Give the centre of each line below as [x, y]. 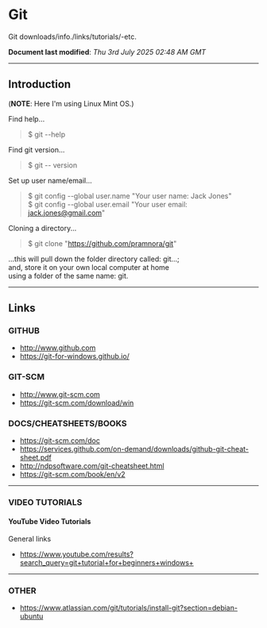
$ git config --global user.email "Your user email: [108, 204]
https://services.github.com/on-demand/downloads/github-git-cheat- [134, 449]
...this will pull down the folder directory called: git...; [94, 259]
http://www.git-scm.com [60, 394]
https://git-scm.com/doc [60, 441]
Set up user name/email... [50, 180]
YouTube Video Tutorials [50, 521]
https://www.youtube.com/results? [76, 554]
